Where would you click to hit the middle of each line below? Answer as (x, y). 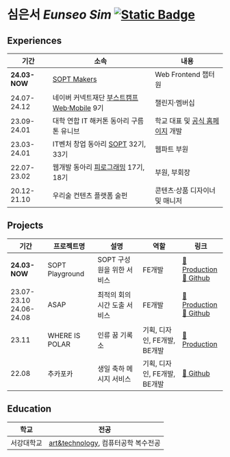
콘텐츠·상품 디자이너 (185, 190)
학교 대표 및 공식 (180, 121)
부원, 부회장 (172, 172)
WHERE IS (64, 335)
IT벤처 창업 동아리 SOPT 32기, (99, 144)
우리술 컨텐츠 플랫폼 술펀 (90, 196)
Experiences (35, 40)
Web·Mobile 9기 (78, 108)
